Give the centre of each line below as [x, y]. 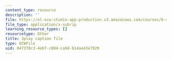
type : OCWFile [20, 44]
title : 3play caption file [34, 39]
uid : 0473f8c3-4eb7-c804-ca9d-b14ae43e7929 [52, 48]
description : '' [23, 15]
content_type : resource [31, 10]
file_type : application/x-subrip [41, 24]
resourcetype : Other [27, 34]
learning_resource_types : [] [36, 29]
